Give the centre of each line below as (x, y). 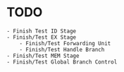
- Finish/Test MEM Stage (43, 56)
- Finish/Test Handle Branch (62, 49)
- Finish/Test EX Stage (42, 37)
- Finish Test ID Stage (42, 31)
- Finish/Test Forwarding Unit (65, 43)
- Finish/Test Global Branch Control (62, 62)
